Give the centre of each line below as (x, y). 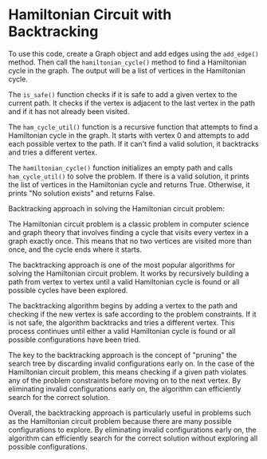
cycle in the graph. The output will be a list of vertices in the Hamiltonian (127, 70)
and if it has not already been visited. (69, 111)
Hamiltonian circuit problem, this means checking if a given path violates (128, 371)
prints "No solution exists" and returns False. (82, 193)
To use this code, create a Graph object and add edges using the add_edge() (133, 53)
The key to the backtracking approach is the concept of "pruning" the (123, 355)
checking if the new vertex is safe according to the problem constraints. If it (132, 314)
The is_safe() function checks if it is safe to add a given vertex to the (123, 94)
